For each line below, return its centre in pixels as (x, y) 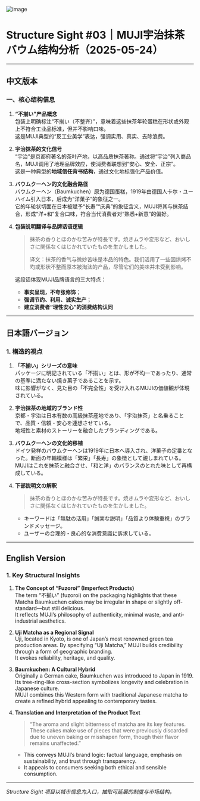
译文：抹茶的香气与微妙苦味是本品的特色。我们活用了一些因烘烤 (108, 259)
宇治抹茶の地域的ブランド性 (49, 408)
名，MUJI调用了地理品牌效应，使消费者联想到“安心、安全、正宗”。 (96, 163)
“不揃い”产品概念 (36, 114)
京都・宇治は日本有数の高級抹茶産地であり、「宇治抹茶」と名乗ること (99, 416)
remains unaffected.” (55, 743)
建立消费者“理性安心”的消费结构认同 (68, 307)
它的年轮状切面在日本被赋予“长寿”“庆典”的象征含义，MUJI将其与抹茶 (99, 206)
